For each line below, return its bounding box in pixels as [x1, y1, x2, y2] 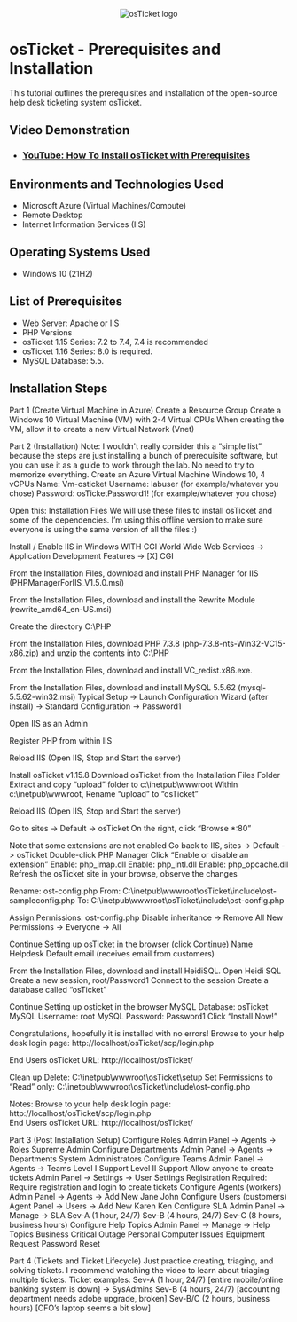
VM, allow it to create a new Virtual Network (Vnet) [9, 423, 195, 434]
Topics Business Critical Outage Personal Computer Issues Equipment [9, 1229, 266, 1239]
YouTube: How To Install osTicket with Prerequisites [21, 149, 251, 161]
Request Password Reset [9, 1238, 100, 1248]
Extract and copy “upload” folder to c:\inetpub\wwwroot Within [9, 779, 238, 790]
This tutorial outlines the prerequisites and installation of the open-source [9, 87, 277, 98]
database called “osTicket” [9, 984, 107, 995]
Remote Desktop [21, 209, 83, 221]
